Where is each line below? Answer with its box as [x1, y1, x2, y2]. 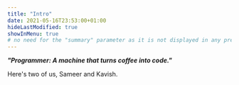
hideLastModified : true [7, 23, 78, 30]
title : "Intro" [7, 10, 53, 18]
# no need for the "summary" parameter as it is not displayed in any [7, 37, 221, 44]
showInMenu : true [7, 30, 59, 38]
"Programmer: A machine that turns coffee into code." [7, 56, 173, 64]
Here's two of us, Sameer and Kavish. [7, 70, 118, 79]
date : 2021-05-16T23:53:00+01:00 [7, 17, 107, 24]
